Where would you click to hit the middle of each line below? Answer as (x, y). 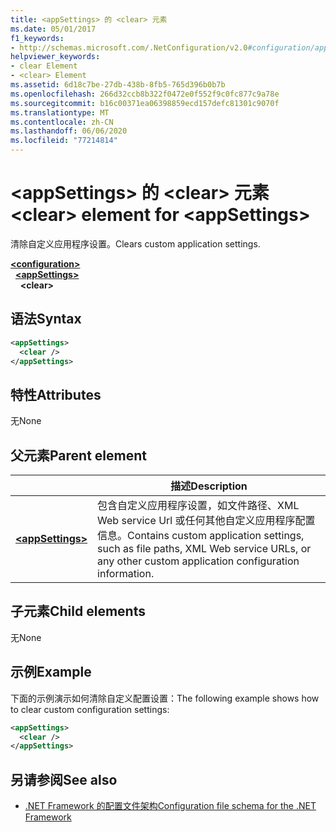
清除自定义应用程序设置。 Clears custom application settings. (135, 243)
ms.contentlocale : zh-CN (62, 122)
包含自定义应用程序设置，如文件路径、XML (198, 505)
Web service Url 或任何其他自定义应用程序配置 (206, 520)
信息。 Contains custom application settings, (201, 535)
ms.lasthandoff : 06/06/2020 (69, 131)
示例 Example (51, 672)
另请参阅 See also (64, 779)
